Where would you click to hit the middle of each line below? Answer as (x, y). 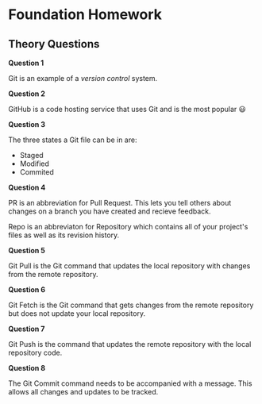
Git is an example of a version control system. (83, 78)
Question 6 (27, 290)
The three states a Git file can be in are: (73, 140)
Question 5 (27, 250)
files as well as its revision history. (64, 235)
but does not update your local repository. (77, 314)
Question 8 (27, 368)
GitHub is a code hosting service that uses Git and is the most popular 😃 (127, 109)
